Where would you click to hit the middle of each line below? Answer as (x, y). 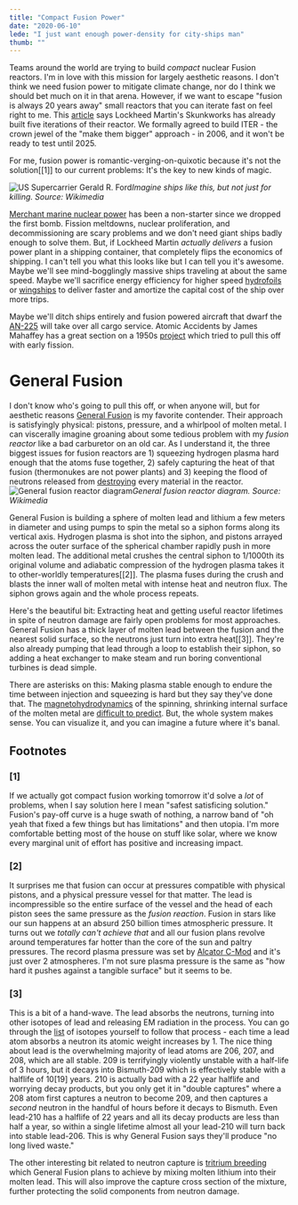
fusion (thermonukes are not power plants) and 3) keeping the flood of (139, 472)
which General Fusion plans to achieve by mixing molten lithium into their (143, 1172)
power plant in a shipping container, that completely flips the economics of (146, 252)
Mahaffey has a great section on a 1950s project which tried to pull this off (145, 336)
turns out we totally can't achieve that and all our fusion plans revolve (137, 933)
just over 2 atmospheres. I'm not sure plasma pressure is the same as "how (147, 961)
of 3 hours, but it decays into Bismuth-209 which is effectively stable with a (148, 1070)
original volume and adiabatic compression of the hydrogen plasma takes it (147, 565)
